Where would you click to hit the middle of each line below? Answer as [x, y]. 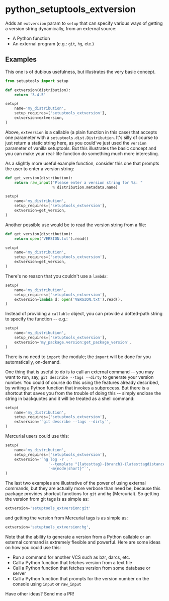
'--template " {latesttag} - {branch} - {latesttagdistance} [108, 464]
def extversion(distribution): [38, 90]
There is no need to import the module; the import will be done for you [78, 357]
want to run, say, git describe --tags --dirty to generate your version [79, 377]
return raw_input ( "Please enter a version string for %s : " [78, 182]
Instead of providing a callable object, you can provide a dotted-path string [84, 314]
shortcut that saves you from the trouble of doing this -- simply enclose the [83, 393]
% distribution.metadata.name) [85, 187]
